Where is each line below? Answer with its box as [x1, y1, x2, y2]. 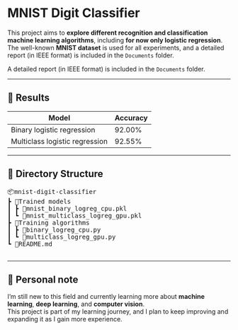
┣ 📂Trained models [7, 197, 72, 205]
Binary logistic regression [11, 125, 96, 135]
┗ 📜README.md [7, 239, 53, 248]
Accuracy [114, 113, 148, 123]
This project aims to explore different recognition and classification [7, 28, 208, 37]
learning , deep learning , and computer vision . [7, 300, 145, 309]
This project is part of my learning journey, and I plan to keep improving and [7, 307, 229, 316]
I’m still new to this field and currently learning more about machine [7, 292, 205, 301]
